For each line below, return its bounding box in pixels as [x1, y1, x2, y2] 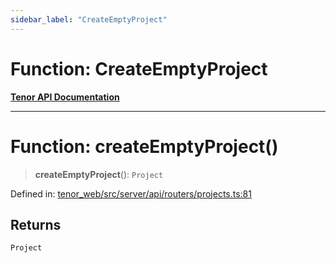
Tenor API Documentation [10, 91, 120, 103]
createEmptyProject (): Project [34, 168, 164, 180]
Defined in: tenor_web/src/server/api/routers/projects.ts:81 [10, 187, 252, 200]
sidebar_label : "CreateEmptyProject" [10, 14, 168, 25]
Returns [10, 216, 62, 233]
